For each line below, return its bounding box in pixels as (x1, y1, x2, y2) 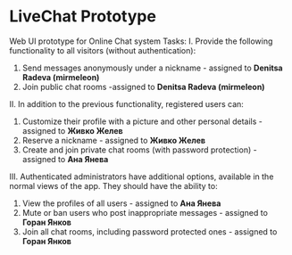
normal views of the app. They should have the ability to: (9, 180, 218, 191)
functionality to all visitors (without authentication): (9, 45, 196, 55)
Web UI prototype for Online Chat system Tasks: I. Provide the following (9, 36, 273, 46)
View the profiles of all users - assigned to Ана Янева (21, 198, 221, 209)
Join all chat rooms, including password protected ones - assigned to (21, 226, 278, 237)
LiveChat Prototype (9, 6, 156, 27)
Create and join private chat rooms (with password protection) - (21, 144, 257, 155)
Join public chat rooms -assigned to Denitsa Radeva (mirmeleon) (21, 81, 265, 92)
